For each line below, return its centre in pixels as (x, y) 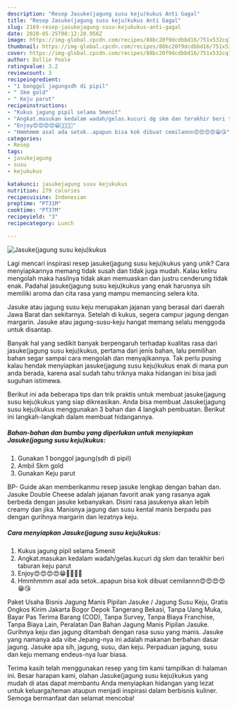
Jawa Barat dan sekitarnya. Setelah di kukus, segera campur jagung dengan (118, 314)
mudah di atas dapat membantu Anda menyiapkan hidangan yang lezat (110, 683)
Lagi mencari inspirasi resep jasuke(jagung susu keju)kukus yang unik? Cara (119, 263)
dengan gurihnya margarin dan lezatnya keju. (73, 516)
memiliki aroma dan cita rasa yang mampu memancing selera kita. (103, 293)
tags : (15, 152)
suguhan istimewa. (35, 380)
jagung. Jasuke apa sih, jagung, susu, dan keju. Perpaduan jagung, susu (112, 647)
